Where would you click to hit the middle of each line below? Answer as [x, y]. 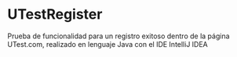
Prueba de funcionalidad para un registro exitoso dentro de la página [118, 36]
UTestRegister [55, 14]
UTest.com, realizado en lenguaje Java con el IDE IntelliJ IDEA [108, 44]
